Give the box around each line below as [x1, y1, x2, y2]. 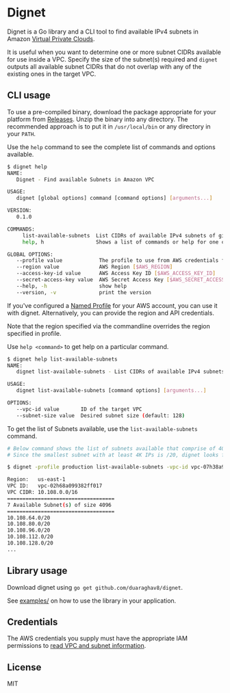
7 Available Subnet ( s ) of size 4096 [7, 501, 112, 508]
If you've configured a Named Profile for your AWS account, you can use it [7, 301, 218, 309]
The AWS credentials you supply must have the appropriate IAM [7, 634, 188, 642]
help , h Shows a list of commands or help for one [22, 238, 219, 246]
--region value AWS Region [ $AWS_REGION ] [16, 263, 173, 271]
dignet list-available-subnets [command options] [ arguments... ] [16, 387, 207, 394]
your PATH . [7, 129, 36, 138]
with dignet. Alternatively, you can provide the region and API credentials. [7, 309, 214, 317]
